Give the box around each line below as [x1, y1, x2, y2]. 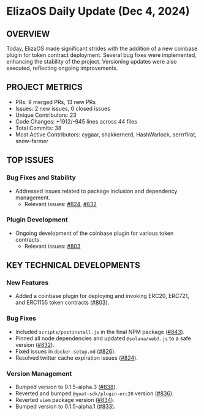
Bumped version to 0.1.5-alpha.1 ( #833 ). [15, 403, 116, 410]
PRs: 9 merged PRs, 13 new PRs [15, 98, 96, 105]
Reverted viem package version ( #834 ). [15, 396, 115, 404]
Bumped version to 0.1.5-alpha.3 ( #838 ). [15, 384, 118, 391]
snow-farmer [15, 137, 49, 144]
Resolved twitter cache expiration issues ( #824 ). [15, 354, 138, 362]
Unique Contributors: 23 [15, 111, 77, 119]
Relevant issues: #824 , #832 [24, 200, 97, 207]
